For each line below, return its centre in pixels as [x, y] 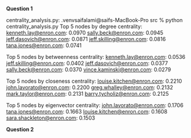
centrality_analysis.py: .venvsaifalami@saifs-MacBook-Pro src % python [94, 20]
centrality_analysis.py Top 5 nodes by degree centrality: [74, 26]
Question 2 [20, 129]
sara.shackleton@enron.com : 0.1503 [51, 118]
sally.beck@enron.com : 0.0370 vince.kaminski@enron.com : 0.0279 [89, 70]
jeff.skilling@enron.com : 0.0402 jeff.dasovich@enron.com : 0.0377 [87, 63]
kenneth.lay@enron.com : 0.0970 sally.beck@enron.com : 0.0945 [85, 33]
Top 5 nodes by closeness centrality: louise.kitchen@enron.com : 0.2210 [94, 81]
